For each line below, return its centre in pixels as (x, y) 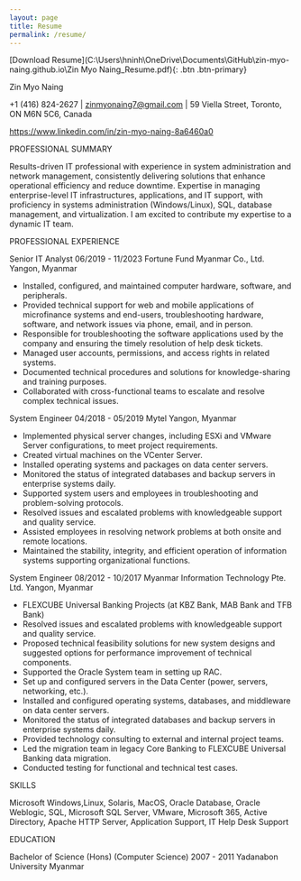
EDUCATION (32, 840)
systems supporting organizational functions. (106, 561)
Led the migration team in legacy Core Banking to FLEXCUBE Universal (154, 748)
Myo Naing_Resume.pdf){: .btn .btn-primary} (164, 69)
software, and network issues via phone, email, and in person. (138, 325)
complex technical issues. (70, 401)
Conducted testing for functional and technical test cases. (130, 768)
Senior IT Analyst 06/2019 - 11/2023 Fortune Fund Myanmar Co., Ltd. (137, 259)
